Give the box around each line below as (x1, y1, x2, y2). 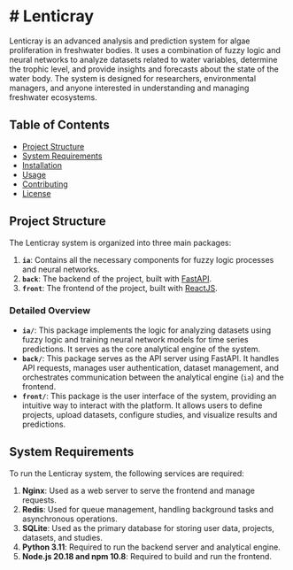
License (21, 188, 51, 198)
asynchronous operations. (21, 513, 118, 524)
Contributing (21, 179, 68, 189)
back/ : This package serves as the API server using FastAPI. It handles (21, 352, 280, 364)
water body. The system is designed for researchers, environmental (9, 73, 257, 83)
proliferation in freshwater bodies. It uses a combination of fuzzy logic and (9, 44, 281, 55)
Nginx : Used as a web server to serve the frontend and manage (21, 485, 255, 496)
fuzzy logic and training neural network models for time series (21, 334, 250, 344)
